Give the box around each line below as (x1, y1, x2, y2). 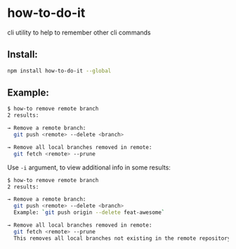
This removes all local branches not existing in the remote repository (13, 234, 231, 242)
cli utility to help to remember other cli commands (7, 28, 151, 37)
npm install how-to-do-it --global (7, 67, 112, 75)
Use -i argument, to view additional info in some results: (7, 163, 171, 172)
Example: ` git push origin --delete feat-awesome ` (13, 209, 165, 216)
